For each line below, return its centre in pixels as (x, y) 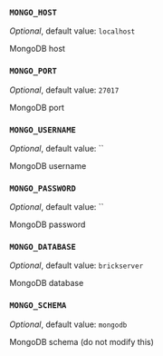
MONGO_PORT (33, 71)
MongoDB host (38, 49)
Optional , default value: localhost (72, 31)
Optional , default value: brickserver (77, 265)
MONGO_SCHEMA (38, 306)
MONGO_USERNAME (43, 129)
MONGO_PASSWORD (43, 188)
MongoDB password (48, 224)
